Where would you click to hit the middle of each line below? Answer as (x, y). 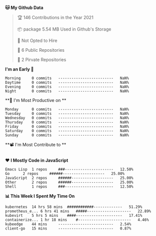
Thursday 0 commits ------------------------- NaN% (67, 122)
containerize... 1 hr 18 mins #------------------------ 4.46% (77, 220)
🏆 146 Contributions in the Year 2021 (55, 17)
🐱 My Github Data (24, 8)
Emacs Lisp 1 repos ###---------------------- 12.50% (69, 169)
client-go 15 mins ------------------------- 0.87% (68, 229)
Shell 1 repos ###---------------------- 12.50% (69, 187)
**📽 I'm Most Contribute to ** (36, 145)
